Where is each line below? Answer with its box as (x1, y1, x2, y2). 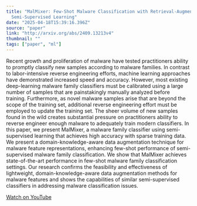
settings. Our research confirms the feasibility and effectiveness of (6, 163, 168, 170)
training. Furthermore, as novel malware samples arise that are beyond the (6, 94, 186, 102)
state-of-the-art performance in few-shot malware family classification (6, 157, 178, 164)
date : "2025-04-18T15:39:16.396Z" (6, 19, 91, 25)
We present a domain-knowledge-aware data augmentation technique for (6, 139, 184, 146)
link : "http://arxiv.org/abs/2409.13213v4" (6, 31, 114, 36)
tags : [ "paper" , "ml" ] (6, 42, 62, 48)
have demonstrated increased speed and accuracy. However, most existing (6, 76, 188, 83)
